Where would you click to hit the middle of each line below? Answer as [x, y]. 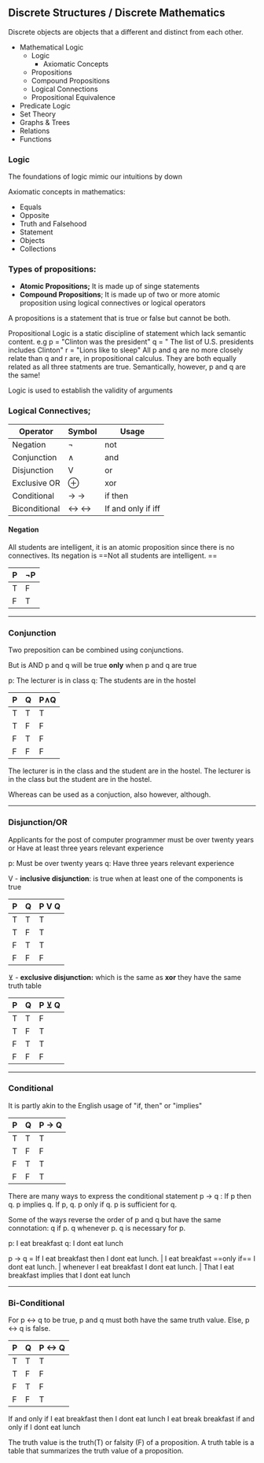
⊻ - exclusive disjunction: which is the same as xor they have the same [125, 977]
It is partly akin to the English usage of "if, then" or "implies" [105, 1105]
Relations [35, 131]
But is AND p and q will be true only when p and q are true [103, 665]
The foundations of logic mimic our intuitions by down [95, 177]
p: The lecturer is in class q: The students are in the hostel [102, 680]
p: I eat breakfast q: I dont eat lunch [66, 1243]
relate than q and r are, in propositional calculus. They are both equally [123, 359]
